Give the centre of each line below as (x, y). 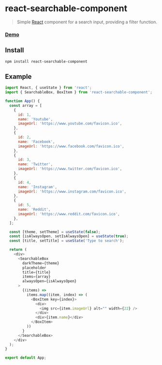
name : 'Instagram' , (37, 187)
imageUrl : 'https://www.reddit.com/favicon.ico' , (69, 214)
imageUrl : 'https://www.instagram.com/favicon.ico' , (72, 191)
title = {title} (37, 272)
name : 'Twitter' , (35, 164)
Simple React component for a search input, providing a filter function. (87, 22)
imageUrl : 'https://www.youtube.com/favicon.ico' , (70, 124)
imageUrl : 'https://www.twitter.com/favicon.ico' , (70, 169)
